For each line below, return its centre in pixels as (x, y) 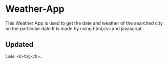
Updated (19, 45)
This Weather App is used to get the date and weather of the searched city (84, 23)
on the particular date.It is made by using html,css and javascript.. (75, 28)
